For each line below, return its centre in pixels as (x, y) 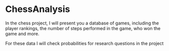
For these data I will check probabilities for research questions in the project (85, 43)
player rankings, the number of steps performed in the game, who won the (83, 28)
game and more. (22, 33)
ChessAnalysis (38, 9)
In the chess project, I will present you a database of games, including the (82, 23)
